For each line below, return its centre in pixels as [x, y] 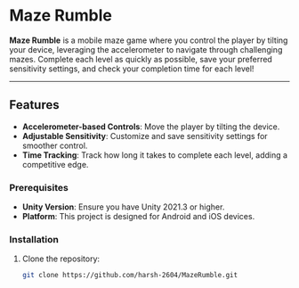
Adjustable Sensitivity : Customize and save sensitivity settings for [145, 136]
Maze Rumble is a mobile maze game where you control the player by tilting [149, 40]
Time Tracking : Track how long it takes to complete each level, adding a [154, 155]
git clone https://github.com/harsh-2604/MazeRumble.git [130, 276]
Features [34, 105]
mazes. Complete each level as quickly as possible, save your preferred [141, 59]
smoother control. [55, 145]
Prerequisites [39, 187]
